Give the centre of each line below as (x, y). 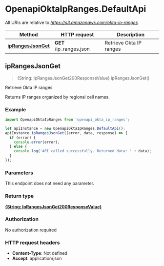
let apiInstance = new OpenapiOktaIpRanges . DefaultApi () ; (65, 128)
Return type (20, 196)
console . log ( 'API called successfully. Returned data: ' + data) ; (83, 151)
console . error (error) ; (37, 142)
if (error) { (23, 138)
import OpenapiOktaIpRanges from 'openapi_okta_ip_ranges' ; (68, 120)
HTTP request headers (32, 243)
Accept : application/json (37, 258)
